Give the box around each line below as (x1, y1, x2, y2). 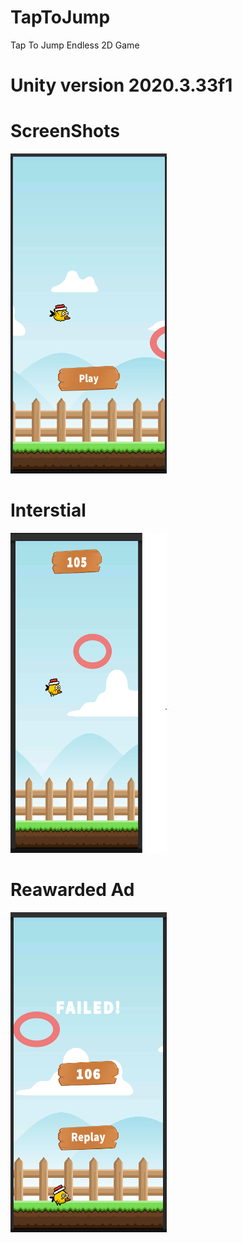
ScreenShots (10, 120, 120, 143)
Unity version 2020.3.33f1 (10, 74, 233, 97)
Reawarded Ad (10, 879, 135, 901)
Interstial (10, 499, 87, 522)
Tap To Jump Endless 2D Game (10, 39, 140, 51)
